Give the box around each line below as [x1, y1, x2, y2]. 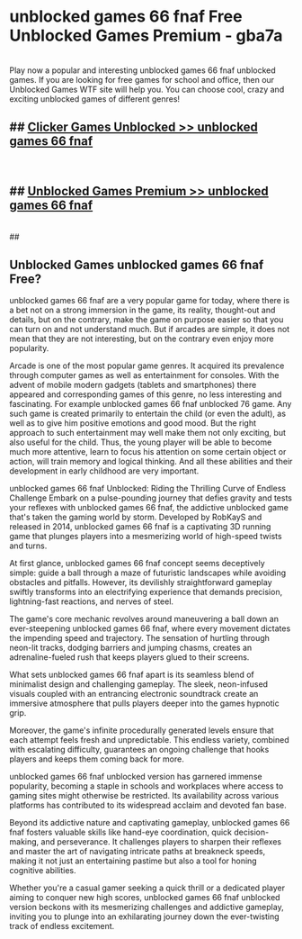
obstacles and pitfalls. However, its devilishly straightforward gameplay [9, 577, 272, 588]
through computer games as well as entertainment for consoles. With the [9, 370, 280, 381]
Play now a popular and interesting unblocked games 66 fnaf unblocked [9, 65, 276, 76]
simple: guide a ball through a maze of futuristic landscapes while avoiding [9, 567, 287, 578]
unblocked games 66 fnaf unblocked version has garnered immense [9, 772, 262, 782]
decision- [233, 826, 270, 838]
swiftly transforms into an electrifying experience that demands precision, [9, 587, 283, 598]
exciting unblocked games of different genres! [9, 93, 181, 104]
